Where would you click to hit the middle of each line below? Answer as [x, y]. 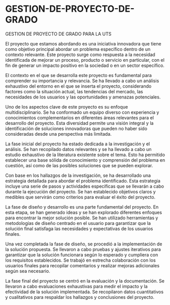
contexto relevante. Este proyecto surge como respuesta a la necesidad [80, 55]
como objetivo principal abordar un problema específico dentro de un [78, 49]
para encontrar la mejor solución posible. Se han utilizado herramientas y [82, 218]
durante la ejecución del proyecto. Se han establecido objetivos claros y [80, 191]
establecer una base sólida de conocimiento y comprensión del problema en [85, 160]
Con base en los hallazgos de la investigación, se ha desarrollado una [78, 175]
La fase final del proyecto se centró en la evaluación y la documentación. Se [85, 281]
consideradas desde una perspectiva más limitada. [58, 134]
